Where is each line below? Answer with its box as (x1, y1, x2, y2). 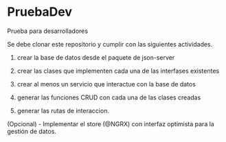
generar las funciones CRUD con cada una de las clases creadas (16, 93, 201, 102)
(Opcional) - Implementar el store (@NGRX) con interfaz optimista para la (7, 119, 214, 128)
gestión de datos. (7, 127, 57, 135)
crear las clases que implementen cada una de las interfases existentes (16, 67, 220, 75)
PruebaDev (7, 4, 73, 20)
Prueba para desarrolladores (7, 27, 88, 35)
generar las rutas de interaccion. (16, 106, 110, 115)
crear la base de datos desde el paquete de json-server (16, 53, 175, 62)
